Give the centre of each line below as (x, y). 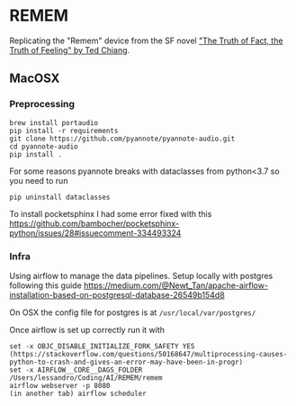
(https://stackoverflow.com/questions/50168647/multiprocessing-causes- (148, 354)
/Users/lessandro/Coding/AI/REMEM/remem (86, 378)
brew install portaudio (54, 122)
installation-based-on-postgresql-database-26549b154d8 (117, 294)
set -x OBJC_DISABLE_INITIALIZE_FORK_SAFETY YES (102, 346)
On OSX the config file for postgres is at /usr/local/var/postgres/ (133, 312)
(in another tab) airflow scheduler (78, 393)
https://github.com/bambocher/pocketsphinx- (94, 223)
